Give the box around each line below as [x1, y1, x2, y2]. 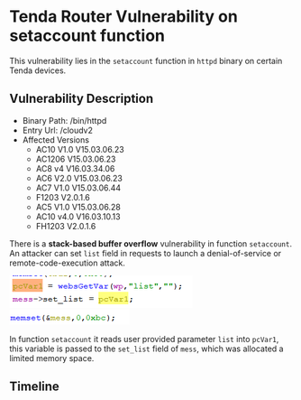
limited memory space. [9, 352, 95, 363]
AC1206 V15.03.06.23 [35, 153, 116, 164]
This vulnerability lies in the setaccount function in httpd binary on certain [9, 55, 283, 66]
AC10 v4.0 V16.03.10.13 [35, 210, 121, 222]
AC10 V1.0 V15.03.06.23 [35, 144, 124, 154]
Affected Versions [22, 134, 90, 145]
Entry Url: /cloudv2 [22, 125, 93, 135]
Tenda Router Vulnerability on [9, 6, 239, 27]
